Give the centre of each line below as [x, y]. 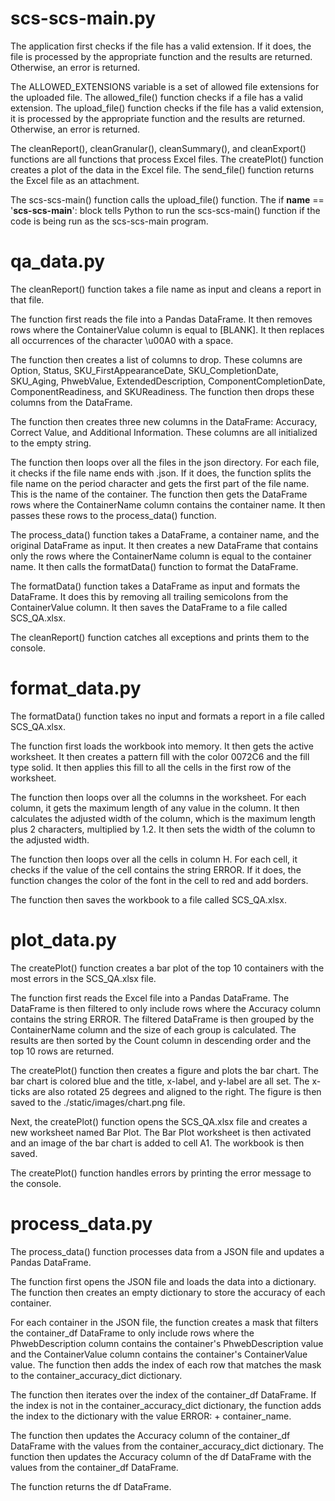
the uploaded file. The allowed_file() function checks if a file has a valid [157, 97]
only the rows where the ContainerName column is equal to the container [161, 556]
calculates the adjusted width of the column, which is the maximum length [163, 818]
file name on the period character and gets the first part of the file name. [160, 483]
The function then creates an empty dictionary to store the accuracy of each [168, 1292]
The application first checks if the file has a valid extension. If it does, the [161, 46]
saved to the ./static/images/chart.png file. [98, 1102]
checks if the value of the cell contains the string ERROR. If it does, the [156, 869]
